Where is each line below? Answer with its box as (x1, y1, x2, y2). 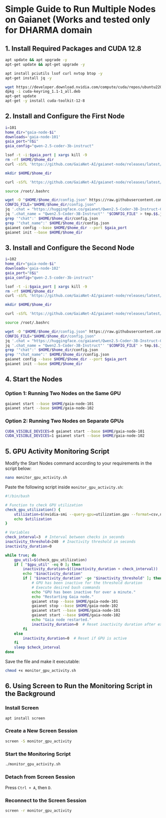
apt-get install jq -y (5, 75, 52, 80)
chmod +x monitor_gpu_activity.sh (5, 668, 77, 673)
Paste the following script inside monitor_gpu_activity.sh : (5, 484, 124, 490)
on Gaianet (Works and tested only (5, 14, 151, 25)
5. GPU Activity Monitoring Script (5, 447, 110, 456)
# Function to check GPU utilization (5, 502, 83, 508)
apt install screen (5, 715, 45, 721)
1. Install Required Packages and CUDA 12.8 (5, 44, 142, 53)
